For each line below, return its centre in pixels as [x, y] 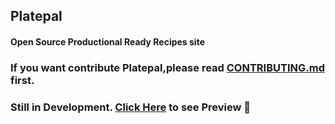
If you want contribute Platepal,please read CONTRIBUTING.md [167, 67]
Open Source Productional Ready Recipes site [107, 41]
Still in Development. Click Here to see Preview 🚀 [131, 107]
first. [22, 80]
